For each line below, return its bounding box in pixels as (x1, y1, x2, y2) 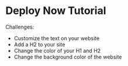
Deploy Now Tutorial (5, 4, 106, 18)
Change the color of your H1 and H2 (13, 47, 101, 54)
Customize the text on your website (13, 34, 100, 41)
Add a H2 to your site (13, 41, 65, 48)
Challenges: (5, 23, 34, 30)
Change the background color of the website (13, 53, 122, 60)
